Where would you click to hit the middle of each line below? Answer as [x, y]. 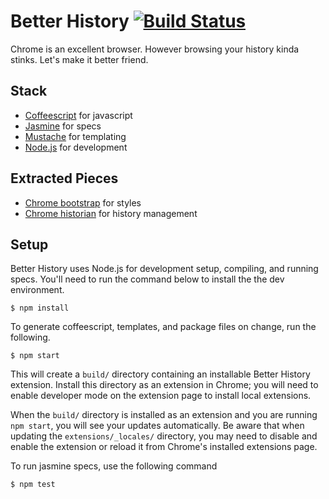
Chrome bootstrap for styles [83, 202]
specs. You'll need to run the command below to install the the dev [147, 279]
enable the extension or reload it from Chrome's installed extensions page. [164, 447]
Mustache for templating [75, 136]
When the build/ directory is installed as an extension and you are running [164, 415]
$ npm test [33, 485]
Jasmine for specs [63, 126]
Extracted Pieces [64, 178]
